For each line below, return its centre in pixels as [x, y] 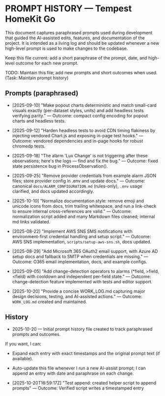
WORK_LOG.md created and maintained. [50, 302]
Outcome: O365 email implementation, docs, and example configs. [80, 262]
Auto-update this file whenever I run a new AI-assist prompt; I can [79, 368]
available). [23, 358]
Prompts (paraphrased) [42, 93]
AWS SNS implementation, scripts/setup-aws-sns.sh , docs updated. [82, 242]
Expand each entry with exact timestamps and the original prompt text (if [86, 353]
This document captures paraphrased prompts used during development [79, 32]
